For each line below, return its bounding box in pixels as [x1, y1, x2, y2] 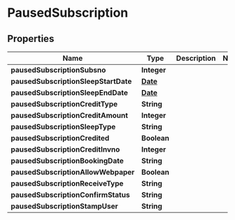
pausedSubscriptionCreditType [10, 99, 118, 109]
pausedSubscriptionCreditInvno [10, 145, 120, 154]
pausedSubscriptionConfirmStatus [10, 190, 131, 200]
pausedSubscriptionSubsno [10, 65, 106, 75]
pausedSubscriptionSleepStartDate [10, 77, 132, 86]
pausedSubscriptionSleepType [10, 122, 116, 131]
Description [176, 54, 216, 63]
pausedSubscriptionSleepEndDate [10, 88, 128, 97]
